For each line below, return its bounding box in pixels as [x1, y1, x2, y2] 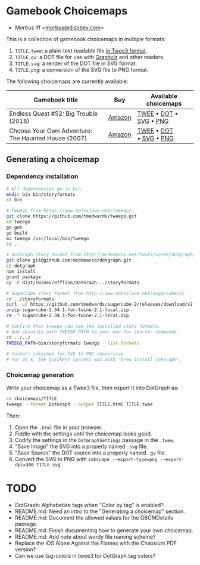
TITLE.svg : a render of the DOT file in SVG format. [14, 60, 137, 67]
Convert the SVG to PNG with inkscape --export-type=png [14, 456, 158, 463]
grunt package [6, 274, 42, 280]
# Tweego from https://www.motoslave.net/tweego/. [6, 208, 135, 214]
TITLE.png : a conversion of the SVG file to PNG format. [14, 66, 149, 73]
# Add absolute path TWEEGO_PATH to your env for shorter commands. [6, 328, 180, 335]
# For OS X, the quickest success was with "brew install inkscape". [6, 357, 183, 363]
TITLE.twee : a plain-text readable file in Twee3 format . [14, 47, 148, 54]
